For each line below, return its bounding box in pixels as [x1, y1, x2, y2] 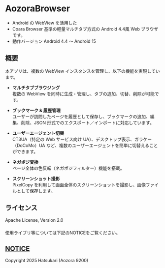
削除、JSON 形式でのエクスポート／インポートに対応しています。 [21, 119, 154, 125]
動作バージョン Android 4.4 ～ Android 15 [12, 38, 96, 44]
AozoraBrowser [5, 3, 70, 14]
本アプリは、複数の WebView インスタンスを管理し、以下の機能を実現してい [5, 68, 160, 74]
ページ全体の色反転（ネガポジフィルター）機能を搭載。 [12, 165, 125, 171]
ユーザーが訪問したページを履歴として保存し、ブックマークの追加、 [12, 114, 150, 119]
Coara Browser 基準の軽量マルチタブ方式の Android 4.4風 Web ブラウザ [12, 26, 159, 32]
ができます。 [12, 149, 38, 154]
